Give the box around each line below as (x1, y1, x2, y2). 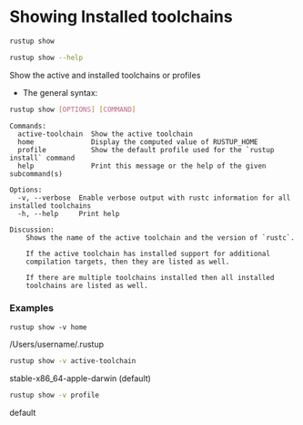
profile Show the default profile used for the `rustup (17, 145, 275, 154)
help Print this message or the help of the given (17, 161, 267, 171)
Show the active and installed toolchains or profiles (9, 69, 201, 80)
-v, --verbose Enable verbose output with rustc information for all (17, 193, 291, 202)
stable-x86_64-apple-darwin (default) (9, 372, 152, 384)
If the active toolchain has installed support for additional (25, 249, 271, 258)
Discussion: (9, 225, 55, 234)
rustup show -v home (9, 322, 88, 332)
